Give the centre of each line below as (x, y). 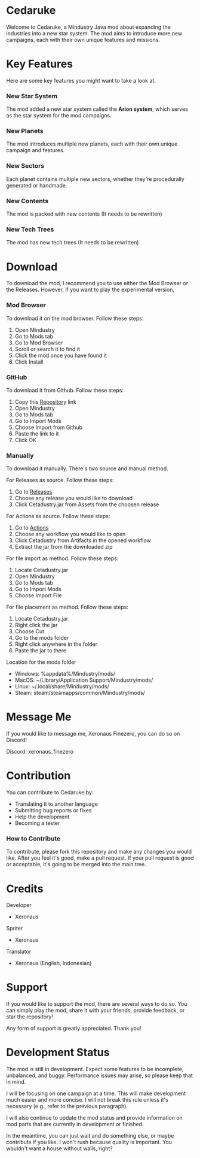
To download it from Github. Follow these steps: (65, 390)
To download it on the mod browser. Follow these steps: (75, 318)
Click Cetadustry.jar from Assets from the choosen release (87, 504)
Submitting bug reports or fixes (53, 811)
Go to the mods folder (42, 638)
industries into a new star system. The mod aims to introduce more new (94, 33)
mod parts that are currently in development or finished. (75, 1124)
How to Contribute (33, 838)
